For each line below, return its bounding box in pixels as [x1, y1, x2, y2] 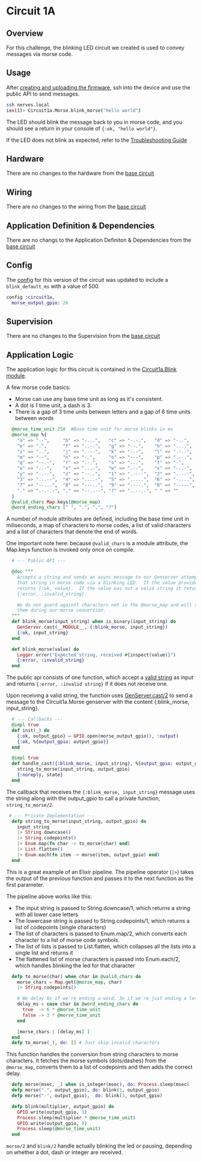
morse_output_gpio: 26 [11, 299, 69, 306]
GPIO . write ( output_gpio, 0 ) [17, 1120, 87, 1127]
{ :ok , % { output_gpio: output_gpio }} [17, 738, 109, 745]
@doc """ [11, 569, 34, 575]
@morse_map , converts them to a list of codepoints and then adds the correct [6, 1063, 193, 1071]
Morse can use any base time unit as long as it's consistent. [14, 396, 164, 403]
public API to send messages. [6, 90, 80, 97]
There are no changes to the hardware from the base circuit [6, 170, 155, 177]
